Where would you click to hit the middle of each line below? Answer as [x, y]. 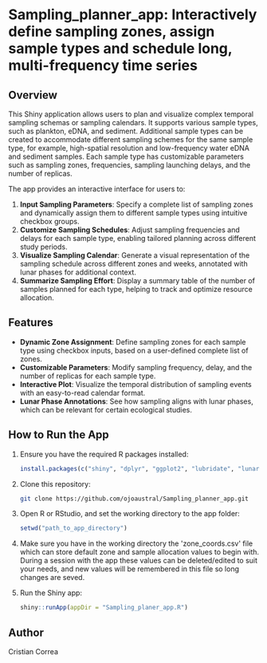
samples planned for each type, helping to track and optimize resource [136, 289]
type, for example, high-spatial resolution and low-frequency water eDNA [129, 148]
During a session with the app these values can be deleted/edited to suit [138, 561]
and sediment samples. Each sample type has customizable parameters [126, 156]
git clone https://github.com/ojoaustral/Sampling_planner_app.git [134, 499]
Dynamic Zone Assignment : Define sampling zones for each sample [133, 341]
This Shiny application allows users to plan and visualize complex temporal [131, 114]
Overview [33, 95]
